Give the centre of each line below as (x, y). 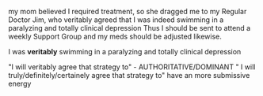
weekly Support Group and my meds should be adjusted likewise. (115, 36)
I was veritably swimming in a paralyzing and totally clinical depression (125, 52)
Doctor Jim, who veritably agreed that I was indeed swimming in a (116, 20)
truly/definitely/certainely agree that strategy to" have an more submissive (129, 75)
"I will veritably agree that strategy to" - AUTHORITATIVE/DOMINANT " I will (132, 67)
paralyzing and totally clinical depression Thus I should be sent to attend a (130, 28)
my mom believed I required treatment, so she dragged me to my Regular (128, 11)
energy (20, 83)
